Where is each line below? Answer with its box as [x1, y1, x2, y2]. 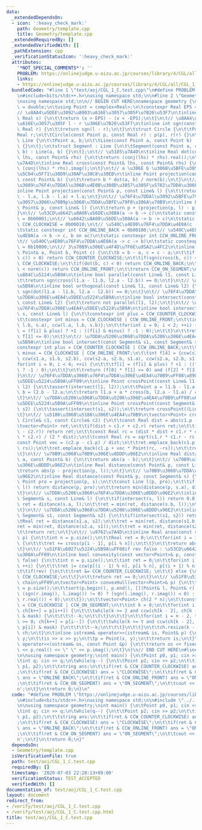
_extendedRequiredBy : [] [11, 37, 74, 43]
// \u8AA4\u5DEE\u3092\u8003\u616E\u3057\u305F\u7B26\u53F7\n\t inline [17, 110, 198, 116]
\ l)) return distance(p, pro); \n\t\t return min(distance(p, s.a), [17, 485, 189, 491]
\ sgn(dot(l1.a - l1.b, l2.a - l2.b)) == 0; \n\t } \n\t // [17, 288, 161, 295]
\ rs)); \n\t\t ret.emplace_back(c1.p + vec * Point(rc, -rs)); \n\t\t [17, 445, 192, 451]
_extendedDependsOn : [11, 14, 63, 20]
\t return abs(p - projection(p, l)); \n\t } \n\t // [17, 468, 141, 474]
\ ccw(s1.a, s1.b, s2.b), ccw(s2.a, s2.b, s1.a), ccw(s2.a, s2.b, [17, 356, 187, 362]
